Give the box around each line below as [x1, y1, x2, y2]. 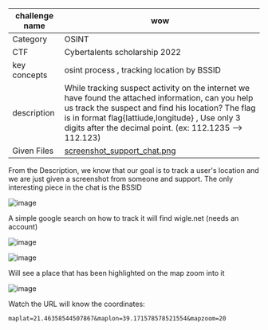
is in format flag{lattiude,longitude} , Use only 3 [64, 112, 241, 123]
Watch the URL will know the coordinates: [8, 299, 145, 308]
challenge [14, 10, 54, 21]
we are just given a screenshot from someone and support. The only [8, 175, 234, 183]
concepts [12, 69, 48, 81]
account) [8, 222, 38, 231]
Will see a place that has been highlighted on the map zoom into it [8, 269, 225, 277]
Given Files [12, 145, 54, 156]
